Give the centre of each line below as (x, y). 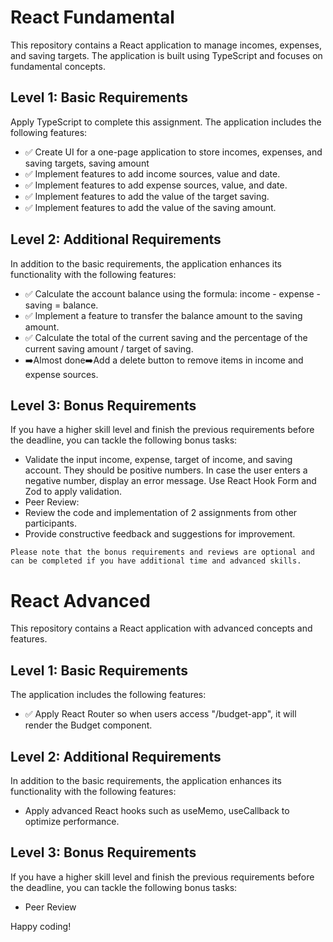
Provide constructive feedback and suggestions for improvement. (160, 534)
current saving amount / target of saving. (109, 348)
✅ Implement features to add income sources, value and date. (152, 173)
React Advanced (80, 600)
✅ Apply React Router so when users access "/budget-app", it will (160, 714)
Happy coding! (41, 926)
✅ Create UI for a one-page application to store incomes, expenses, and (173, 152)
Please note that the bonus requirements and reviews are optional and (162, 552)
